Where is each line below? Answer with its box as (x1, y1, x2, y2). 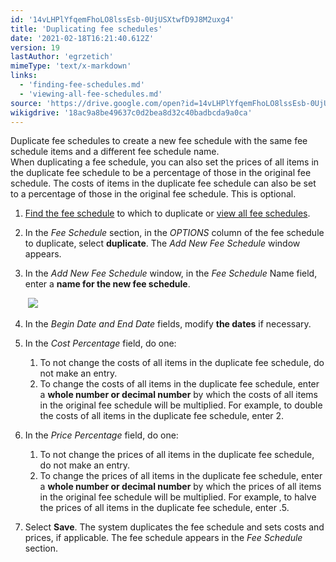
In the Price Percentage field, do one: (24, 429, 179, 441)
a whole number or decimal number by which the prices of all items (39, 481, 322, 493)
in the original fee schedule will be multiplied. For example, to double (39, 399, 323, 411)
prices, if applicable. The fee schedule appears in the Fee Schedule (24, 532, 303, 544)
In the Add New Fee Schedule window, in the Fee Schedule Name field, (24, 267, 318, 280)
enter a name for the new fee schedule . (24, 278, 191, 290)
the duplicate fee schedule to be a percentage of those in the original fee (10, 167, 312, 179)
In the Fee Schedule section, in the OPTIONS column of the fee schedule (24, 227, 325, 239)
